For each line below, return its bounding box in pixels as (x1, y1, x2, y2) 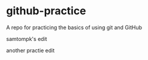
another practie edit (6, 46, 55, 54)
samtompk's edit (6, 35, 48, 42)
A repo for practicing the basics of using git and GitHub (6, 24, 142, 31)
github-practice (6, 4, 87, 18)
